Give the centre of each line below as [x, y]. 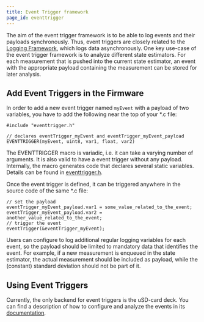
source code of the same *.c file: [47, 191]
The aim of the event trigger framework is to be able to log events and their [101, 35]
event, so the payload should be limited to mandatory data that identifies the [102, 247]
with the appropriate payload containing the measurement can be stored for [102, 67]
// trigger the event [34, 224]
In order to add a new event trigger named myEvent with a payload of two [98, 108]
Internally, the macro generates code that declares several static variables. [100, 166]
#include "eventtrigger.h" [41, 126]
